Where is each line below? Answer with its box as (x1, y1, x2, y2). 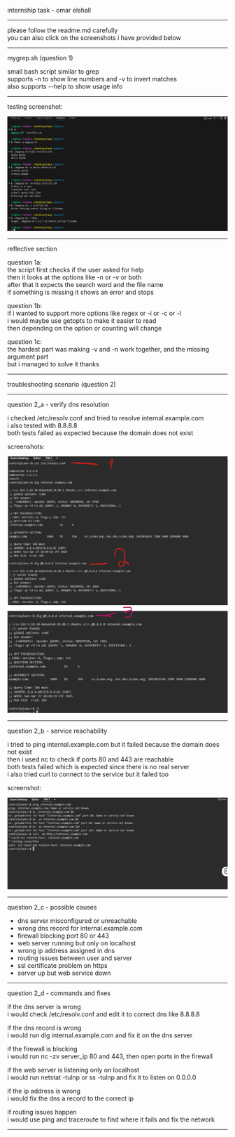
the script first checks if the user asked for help (7, 265, 145, 274)
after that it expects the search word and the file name (7, 280, 164, 288)
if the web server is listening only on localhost (7, 1066, 140, 1075)
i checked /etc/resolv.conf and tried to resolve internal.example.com (7, 413, 204, 422)
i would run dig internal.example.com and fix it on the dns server (7, 1031, 193, 1039)
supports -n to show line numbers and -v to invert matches (7, 75, 177, 83)
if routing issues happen (7, 1108, 77, 1117)
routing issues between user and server (17, 954, 133, 962)
